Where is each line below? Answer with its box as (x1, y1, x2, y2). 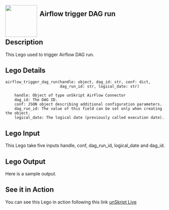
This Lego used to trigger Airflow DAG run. (5, 51, 94, 57)
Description (5, 38, 43, 47)
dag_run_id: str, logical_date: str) (59, 84, 140, 89)
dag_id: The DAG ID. (14, 97, 58, 103)
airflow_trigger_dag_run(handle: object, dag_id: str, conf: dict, (5, 79, 151, 85)
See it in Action (5, 186, 54, 194)
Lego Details (5, 66, 46, 75)
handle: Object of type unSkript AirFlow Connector (14, 93, 126, 98)
